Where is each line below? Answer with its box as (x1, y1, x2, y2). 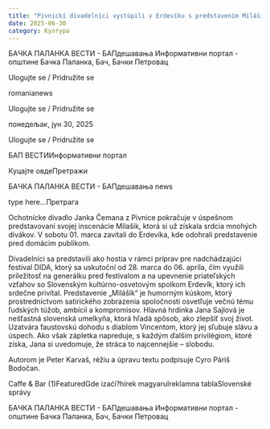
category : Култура (8, 27, 70, 35)
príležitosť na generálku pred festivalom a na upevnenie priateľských (8, 271, 235, 281)
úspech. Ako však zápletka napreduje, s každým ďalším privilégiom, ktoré (8, 331, 252, 341)
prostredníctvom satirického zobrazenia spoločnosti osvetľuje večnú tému (8, 296, 254, 306)
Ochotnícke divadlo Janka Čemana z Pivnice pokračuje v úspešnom (8, 213, 233, 223)
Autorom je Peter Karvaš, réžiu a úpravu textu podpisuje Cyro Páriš (8, 355, 231, 365)
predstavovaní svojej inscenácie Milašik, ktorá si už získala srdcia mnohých (8, 222, 257, 231)
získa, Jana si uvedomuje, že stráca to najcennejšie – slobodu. (8, 339, 215, 349)
